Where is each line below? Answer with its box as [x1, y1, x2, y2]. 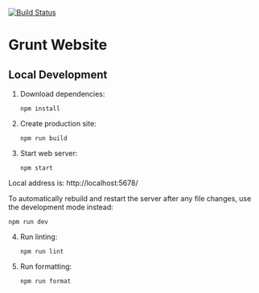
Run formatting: [19, 262, 72, 271]
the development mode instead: [8, 202, 114, 212]
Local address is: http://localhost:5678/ [8, 178, 138, 188]
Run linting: [19, 232, 58, 241]
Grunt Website [8, 36, 108, 54]
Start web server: [19, 149, 78, 158]
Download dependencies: [19, 89, 105, 98]
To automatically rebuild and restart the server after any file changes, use [8, 194, 252, 203]
